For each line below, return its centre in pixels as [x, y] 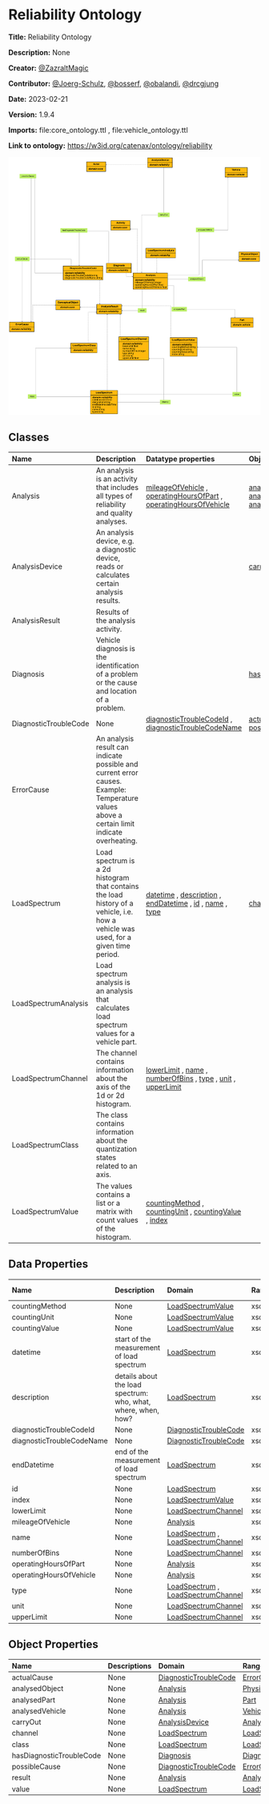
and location [116, 691]
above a [109, 815]
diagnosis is [116, 648]
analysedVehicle [39, 1710]
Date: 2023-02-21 [38, 98]
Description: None [39, 52]
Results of [112, 612]
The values [114, 1186]
